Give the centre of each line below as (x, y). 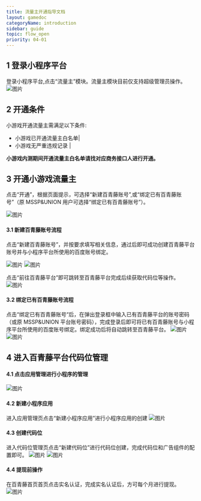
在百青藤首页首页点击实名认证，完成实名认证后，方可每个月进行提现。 (93, 484)
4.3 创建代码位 (24, 433)
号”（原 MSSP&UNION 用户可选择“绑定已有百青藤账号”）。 (77, 202)
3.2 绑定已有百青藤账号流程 (40, 300)
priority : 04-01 (26, 40)
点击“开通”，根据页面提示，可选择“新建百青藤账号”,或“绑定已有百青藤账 (94, 195)
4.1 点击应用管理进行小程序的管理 (47, 374)
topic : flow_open (28, 34)
